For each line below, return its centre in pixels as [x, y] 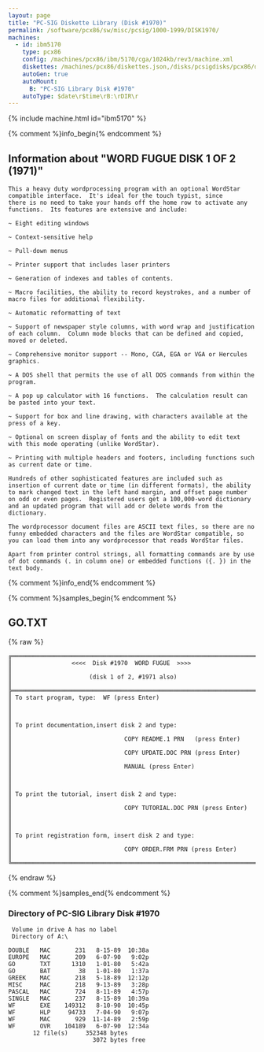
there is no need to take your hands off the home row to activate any [128, 203]
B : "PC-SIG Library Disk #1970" [82, 89]
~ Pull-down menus [38, 251]
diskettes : [40, 67]
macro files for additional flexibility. [77, 299]
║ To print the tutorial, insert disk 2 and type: [93, 794]
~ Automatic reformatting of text [65, 313]
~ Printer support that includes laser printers [89, 265]
